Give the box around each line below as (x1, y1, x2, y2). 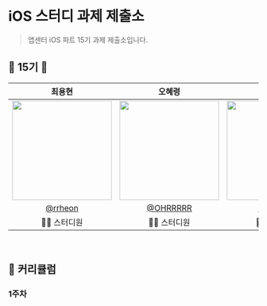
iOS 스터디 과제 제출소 (8, 7, 145, 25)
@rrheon (45, 202, 79, 213)
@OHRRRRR (146, 202, 192, 213)
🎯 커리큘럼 (8, 263, 57, 277)
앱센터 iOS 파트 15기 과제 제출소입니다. (27, 35, 149, 45)
